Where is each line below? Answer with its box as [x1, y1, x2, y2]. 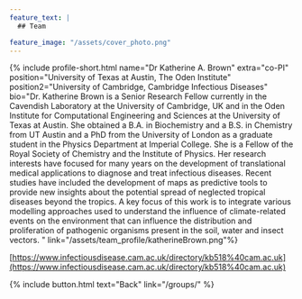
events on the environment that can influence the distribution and [9, 215, 252, 226]
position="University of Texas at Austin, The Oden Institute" [9, 72, 232, 83]
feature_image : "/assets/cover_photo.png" [9, 38, 171, 47]
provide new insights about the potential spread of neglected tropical [9, 186, 266, 198]
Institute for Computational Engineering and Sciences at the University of [9, 110, 281, 122]
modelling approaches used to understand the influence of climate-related [9, 206, 287, 217]
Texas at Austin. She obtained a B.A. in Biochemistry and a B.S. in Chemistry [9, 120, 293, 131]
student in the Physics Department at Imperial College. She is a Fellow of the [9, 139, 294, 149]
